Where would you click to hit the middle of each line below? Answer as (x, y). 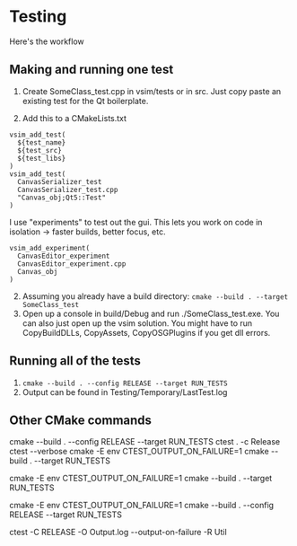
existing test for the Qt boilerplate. (85, 101)
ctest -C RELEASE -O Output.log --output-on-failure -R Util (118, 533)
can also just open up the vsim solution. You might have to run (137, 323)
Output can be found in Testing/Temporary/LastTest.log (125, 392)
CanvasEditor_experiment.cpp (72, 264)
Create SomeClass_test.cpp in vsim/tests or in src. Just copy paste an (152, 91)
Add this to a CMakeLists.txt (74, 118)
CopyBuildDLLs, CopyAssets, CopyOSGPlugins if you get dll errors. (146, 332)
